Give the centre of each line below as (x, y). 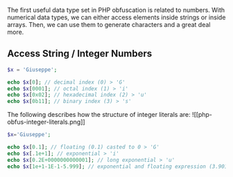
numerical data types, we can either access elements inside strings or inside (116, 17)
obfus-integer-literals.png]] (46, 122)
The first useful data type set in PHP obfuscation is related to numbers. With (116, 10)
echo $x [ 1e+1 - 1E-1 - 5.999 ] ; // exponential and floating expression (107, 166)
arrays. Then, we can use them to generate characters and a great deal (109, 25)
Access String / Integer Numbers (80, 54)
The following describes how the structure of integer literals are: (99, 115)
